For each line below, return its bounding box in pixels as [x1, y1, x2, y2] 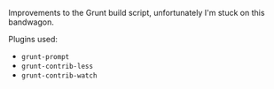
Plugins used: [8, 34, 59, 44]
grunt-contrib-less [20, 62, 94, 70]
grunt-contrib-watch [20, 71, 98, 80]
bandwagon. [8, 17, 55, 27]
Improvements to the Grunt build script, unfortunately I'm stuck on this [8, 8, 265, 18]
